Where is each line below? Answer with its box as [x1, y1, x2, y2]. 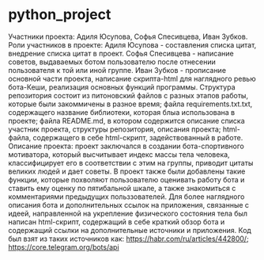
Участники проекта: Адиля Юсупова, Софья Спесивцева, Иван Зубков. [8, 32, 248, 41]
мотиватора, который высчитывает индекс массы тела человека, [8, 149, 231, 159]
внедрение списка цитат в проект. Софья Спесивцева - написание [8, 48, 235, 58]
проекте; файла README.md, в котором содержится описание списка [8, 116, 245, 125]
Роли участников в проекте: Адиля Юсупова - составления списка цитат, [8, 40, 257, 49]
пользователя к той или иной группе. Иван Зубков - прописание [8, 65, 227, 75]
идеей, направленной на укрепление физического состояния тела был [8, 208, 247, 218]
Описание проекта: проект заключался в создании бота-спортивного [8, 141, 245, 151]
